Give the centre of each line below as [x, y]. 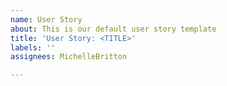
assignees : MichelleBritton [69, 57]
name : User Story [46, 19]
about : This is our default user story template [113, 29]
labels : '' [33, 47]
